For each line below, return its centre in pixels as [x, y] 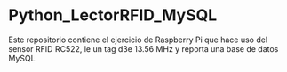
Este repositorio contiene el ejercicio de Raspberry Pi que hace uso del [138, 40]
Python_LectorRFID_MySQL [113, 15]
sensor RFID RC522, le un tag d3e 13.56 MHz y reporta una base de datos [143, 48]
